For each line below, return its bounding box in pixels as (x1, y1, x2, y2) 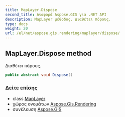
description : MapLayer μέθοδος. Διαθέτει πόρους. (5, 17, 111, 22)
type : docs (5, 21, 28, 27)
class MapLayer (12, 95, 46, 101)
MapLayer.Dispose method (5, 49, 92, 58)
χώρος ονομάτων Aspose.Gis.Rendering (12, 101, 96, 107)
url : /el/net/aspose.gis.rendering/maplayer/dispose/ (5, 31, 120, 36)
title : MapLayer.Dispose (5, 7, 57, 13)
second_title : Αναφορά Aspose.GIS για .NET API (5, 12, 107, 17)
